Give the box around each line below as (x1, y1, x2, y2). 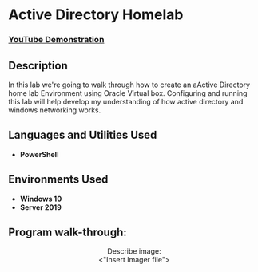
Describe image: (107, 246, 161, 256)
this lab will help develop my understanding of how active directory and (8, 97, 244, 106)
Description (8, 58, 68, 73)
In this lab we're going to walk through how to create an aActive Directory (8, 80, 250, 89)
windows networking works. (8, 105, 101, 115)
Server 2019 (19, 202, 62, 212)
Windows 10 (19, 194, 62, 203)
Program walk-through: (8, 225, 128, 238)
